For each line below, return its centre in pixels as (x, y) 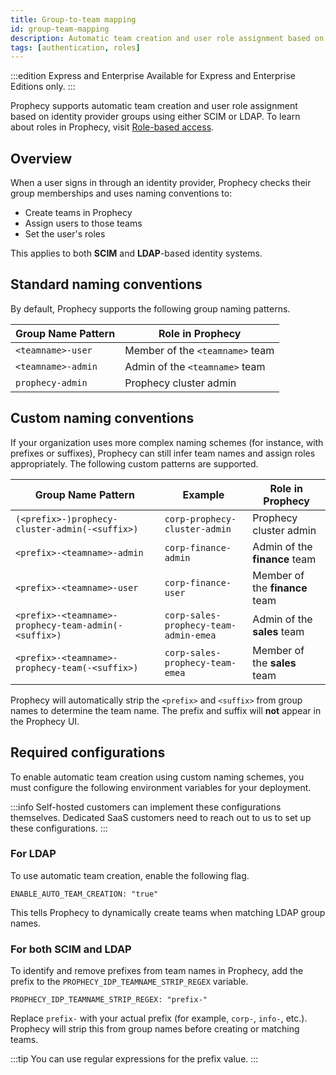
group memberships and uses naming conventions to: (121, 193)
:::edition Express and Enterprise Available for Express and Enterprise (153, 76)
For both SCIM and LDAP (71, 949)
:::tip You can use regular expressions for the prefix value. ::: (134, 1059)
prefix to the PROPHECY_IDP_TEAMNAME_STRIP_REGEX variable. (129, 982)
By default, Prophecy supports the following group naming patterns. (150, 308)
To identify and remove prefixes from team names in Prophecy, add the (157, 971)
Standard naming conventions (106, 284)
